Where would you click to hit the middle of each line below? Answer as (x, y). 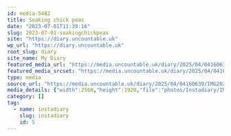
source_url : (24, 84)
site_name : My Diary (37, 58)
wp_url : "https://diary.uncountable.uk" (66, 45)
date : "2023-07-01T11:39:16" (49, 26)
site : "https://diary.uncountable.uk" (63, 39)
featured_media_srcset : (41, 71)
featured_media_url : (37, 65)
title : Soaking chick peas (46, 20)
